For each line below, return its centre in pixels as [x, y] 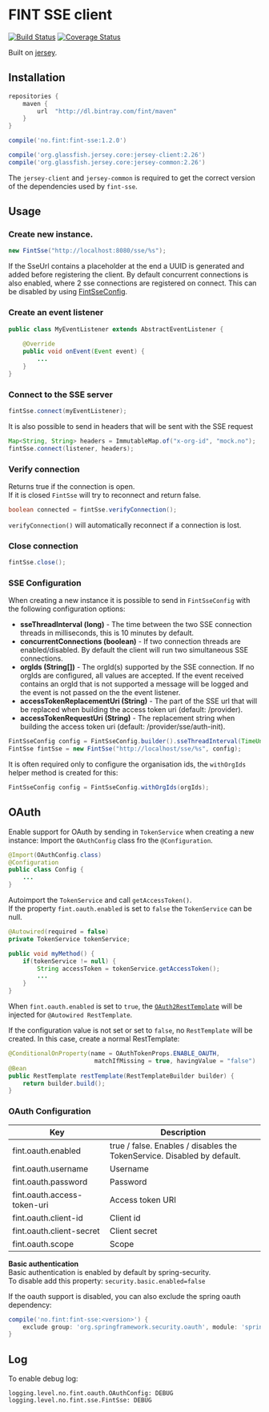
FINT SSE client [60, 15]
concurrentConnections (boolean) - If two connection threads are [130, 641]
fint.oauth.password [50, 1182]
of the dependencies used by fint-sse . [73, 186]
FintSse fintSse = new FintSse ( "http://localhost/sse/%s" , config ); [125, 749]
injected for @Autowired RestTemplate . [70, 1015]
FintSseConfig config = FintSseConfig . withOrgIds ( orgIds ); [109, 787]
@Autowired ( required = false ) [59, 932]
